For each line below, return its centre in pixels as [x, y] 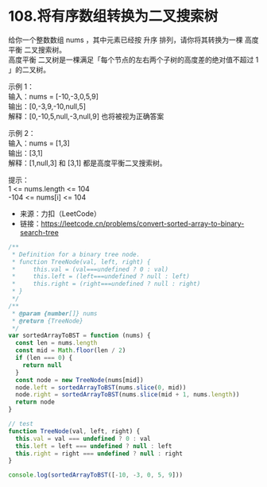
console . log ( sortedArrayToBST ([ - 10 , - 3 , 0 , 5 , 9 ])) [96, 475]
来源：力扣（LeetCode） [60, 213]
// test [21, 424]
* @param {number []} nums [54, 313]
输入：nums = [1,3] [39, 143]
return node [35, 402]
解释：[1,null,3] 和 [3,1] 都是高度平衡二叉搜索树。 [87, 163]
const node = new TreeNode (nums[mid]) [80, 380]
